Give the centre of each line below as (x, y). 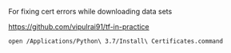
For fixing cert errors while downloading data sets (90, 11)
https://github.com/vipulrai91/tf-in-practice (79, 26)
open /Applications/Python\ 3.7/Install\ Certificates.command (116, 41)
